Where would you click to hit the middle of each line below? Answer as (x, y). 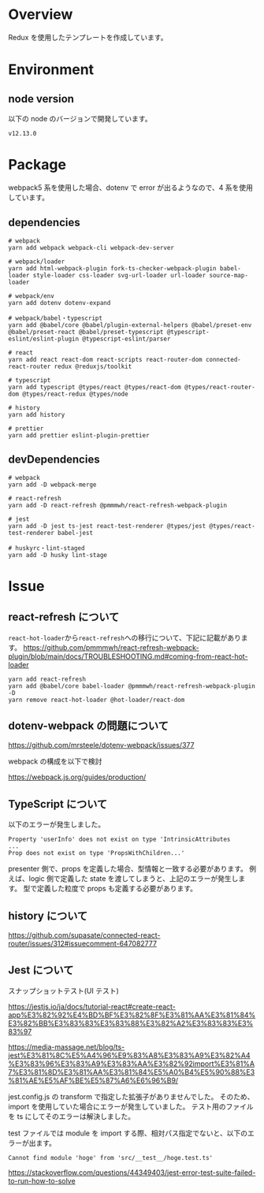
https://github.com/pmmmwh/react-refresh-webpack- (111, 647)
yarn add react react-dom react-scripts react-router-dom (105, 359)
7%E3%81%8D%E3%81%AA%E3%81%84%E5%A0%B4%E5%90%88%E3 (132, 1072)
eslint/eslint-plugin (44, 339)
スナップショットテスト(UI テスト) (64, 990)
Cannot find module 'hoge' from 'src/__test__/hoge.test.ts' (111, 1158)
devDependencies (54, 460)
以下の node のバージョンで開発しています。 (80, 118)
